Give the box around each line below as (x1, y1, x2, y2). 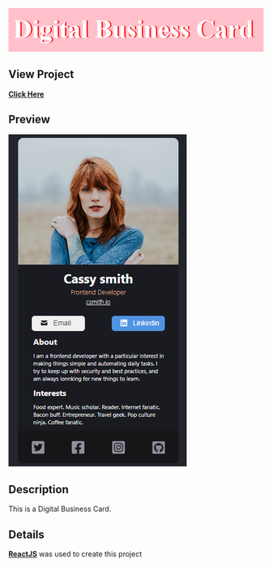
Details (8, 527, 45, 541)
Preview (8, 112, 51, 126)
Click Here (8, 89, 45, 99)
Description (8, 483, 69, 496)
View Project (8, 67, 74, 81)
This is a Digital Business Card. (8, 504, 112, 514)
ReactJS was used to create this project (8, 548, 142, 559)
